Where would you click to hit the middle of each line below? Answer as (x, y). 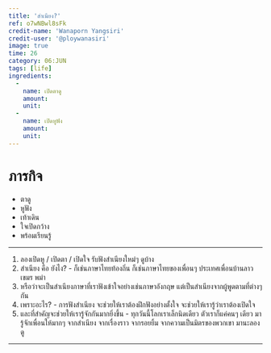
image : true (28, 46)
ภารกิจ (25, 176)
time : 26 (23, 53)
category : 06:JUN (38, 61)
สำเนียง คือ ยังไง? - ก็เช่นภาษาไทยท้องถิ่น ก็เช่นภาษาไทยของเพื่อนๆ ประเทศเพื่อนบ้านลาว (137, 268)
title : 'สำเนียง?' (35, 16)
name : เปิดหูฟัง (43, 121)
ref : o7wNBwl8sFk (38, 23)
